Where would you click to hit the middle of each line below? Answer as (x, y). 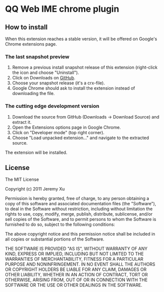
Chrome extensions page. (31, 44)
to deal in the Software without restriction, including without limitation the (79, 209)
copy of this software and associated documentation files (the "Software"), (81, 204)
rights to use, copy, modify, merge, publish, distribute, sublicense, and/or (79, 214)
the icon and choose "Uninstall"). (46, 73)
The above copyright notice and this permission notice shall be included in (80, 234)
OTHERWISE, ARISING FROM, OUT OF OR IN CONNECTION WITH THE (76, 280)
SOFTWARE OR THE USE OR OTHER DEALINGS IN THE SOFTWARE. (74, 285)
